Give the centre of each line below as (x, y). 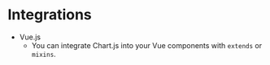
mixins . (44, 54)
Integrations (50, 15)
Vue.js (30, 37)
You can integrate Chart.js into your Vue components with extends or (146, 45)
